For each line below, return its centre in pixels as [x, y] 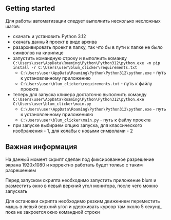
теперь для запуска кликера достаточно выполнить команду [80, 94]
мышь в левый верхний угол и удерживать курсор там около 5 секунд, [84, 206]
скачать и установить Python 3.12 [49, 36]
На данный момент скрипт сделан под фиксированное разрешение [80, 159]
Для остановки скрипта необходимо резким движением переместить [83, 201]
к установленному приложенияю [57, 114]
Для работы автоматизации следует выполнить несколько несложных [83, 21]
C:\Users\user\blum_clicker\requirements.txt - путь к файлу [86, 83]
